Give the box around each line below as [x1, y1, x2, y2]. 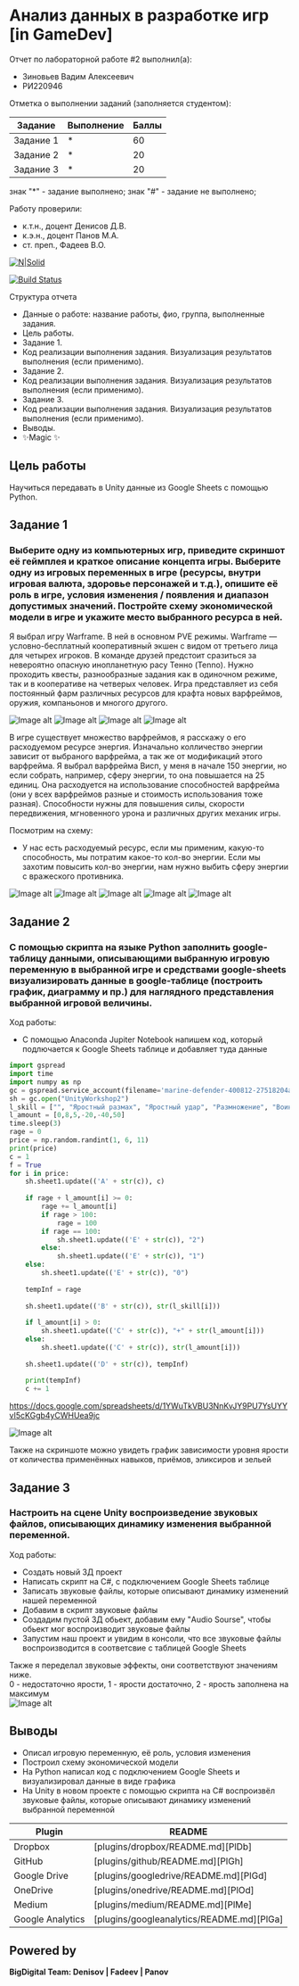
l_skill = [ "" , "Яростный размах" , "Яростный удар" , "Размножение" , [9, 1103, 269, 1112]
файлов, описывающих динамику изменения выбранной [9, 1518, 271, 1530]
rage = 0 [9, 1128, 42, 1137]
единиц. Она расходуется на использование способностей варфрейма [9, 780, 280, 790]
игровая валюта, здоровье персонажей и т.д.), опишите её [9, 577, 279, 590]
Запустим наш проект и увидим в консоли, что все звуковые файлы [21, 1633, 282, 1643]
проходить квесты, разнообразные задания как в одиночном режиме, [9, 669, 278, 680]
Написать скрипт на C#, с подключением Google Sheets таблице [21, 1576, 270, 1586]
